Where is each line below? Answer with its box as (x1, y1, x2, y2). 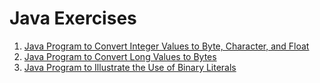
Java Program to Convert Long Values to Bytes (23, 50, 217, 62)
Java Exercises (9, 7, 137, 30)
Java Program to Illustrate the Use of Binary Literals (23, 61, 237, 73)
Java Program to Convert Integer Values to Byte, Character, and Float (23, 40, 310, 52)
